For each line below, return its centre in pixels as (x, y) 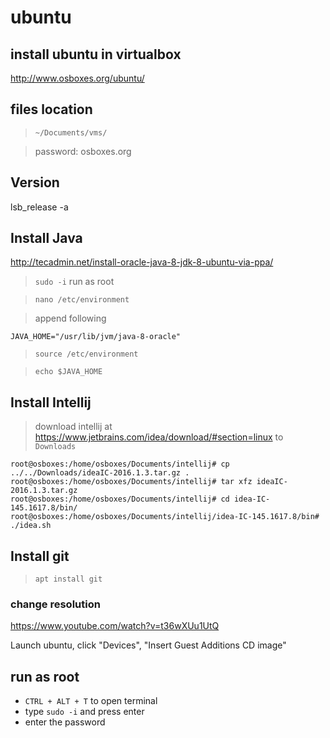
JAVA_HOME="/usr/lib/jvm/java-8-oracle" (96, 337)
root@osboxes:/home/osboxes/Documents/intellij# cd (120, 499)
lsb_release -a (39, 207)
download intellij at (73, 427)
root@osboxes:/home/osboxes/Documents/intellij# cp (120, 464)
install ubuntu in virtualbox (96, 54)
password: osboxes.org (83, 151)
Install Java (46, 238)
